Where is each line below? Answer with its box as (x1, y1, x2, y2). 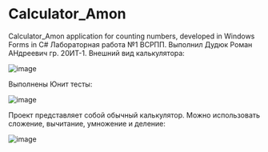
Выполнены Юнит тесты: (8, 79, 93, 89)
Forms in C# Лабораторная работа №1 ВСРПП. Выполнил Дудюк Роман (8, 39, 253, 49)
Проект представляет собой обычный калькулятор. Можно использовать (8, 110, 261, 120)
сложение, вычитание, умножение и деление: (8, 118, 166, 128)
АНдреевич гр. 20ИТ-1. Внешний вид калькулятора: (8, 48, 186, 58)
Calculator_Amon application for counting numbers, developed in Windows (8, 31, 255, 41)
